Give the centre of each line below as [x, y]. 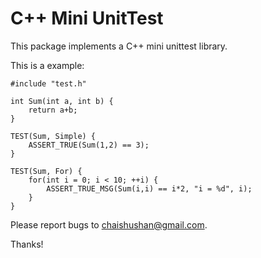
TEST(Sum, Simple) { [53, 136]
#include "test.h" [48, 83]
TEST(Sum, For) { [46, 171]
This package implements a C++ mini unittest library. [119, 46]
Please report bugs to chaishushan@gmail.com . [109, 224]
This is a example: [47, 65]
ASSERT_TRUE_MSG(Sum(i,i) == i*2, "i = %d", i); [149, 188]
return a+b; [53, 110]
